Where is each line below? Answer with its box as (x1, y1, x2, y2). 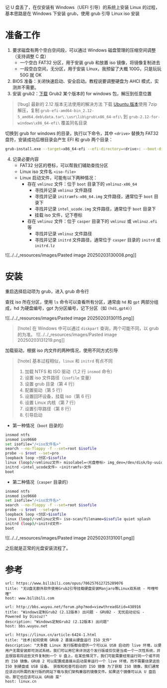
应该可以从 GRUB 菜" (23, 675, 62, 680)
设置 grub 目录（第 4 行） (24, 381, 78, 386)
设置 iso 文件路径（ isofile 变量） (24, 375, 94, 381)
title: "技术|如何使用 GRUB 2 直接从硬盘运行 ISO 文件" (5, 638, 112, 643)
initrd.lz (34, 243, 55, 248)
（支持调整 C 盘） (12, 53, 49, 59)
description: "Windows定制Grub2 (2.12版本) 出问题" (5, 619, 109, 624)
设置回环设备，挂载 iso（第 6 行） (24, 393, 94, 399)
